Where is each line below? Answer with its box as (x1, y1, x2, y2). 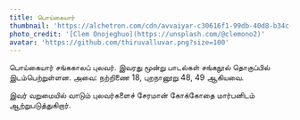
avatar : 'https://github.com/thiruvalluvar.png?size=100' (9, 37, 229, 47)
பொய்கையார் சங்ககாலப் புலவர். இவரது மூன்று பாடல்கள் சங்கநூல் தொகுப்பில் (9, 62, 271, 73)
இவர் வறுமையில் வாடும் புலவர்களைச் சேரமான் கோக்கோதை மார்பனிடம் (9, 90, 255, 100)
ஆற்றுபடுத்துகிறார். (9, 100, 71, 111)
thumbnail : (9, 21, 50, 30)
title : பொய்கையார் (9, 12, 76, 22)
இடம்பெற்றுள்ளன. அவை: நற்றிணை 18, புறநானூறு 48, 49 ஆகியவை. (9, 72, 245, 83)
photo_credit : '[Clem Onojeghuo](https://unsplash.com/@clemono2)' (9, 29, 266, 38)
